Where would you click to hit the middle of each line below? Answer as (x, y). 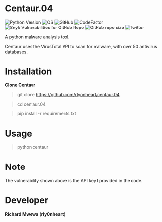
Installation (29, 71)
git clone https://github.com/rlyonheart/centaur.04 (68, 94)
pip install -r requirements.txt (47, 113)
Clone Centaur (20, 85)
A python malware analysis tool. (37, 37)
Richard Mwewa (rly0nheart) (35, 214)
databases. (16, 52)
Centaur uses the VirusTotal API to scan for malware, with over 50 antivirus (81, 46)
